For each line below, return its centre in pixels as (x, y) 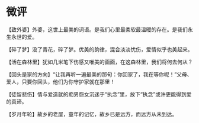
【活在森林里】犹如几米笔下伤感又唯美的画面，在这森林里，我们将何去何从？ (99, 62)
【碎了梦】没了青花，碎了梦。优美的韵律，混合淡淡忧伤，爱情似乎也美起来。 (99, 49)
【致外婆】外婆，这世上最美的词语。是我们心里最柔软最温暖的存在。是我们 (97, 29)
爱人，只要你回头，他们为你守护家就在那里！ (61, 82)
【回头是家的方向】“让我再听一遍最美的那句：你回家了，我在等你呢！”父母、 (99, 74)
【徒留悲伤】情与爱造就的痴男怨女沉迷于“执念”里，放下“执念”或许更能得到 (96, 94)
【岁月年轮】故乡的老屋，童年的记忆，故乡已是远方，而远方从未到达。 (92, 114)
